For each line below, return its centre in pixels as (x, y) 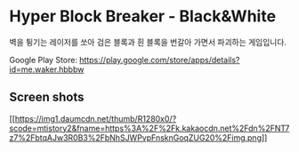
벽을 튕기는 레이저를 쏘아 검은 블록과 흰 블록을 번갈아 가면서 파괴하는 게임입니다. (148, 42)
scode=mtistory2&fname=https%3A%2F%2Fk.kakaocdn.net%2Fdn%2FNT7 (149, 128)
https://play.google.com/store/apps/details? (160, 60)
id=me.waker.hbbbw (47, 69)
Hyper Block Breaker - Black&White (143, 16)
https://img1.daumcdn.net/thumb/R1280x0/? (96, 118)
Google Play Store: (44, 60)
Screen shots (47, 97)
